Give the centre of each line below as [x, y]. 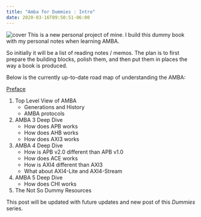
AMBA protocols [44, 113]
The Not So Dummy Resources [53, 190]
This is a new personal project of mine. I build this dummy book [106, 34]
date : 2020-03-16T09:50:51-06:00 [48, 17]
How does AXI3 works [51, 139]
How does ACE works [51, 158]
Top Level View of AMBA [46, 101]
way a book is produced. [37, 65]
